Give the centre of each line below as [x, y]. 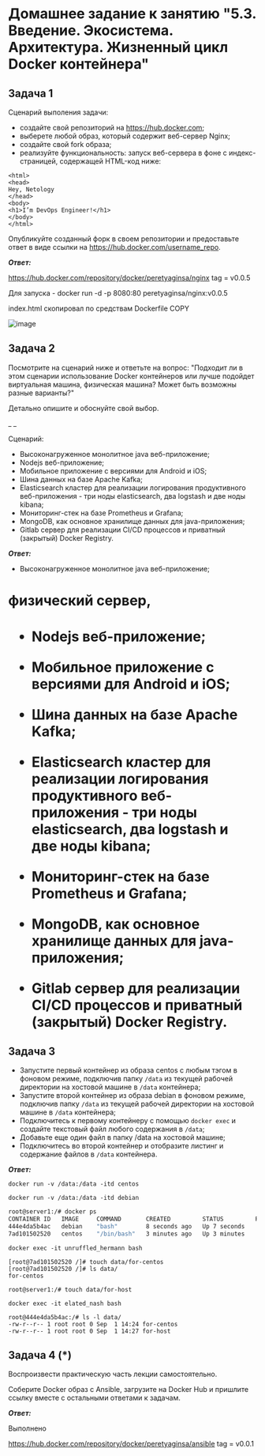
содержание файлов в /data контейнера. [88, 1154]
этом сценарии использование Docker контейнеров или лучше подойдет [131, 375]
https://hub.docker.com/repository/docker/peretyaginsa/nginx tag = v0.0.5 [129, 278]
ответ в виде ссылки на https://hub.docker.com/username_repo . [114, 247]
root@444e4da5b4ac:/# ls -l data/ [65, 1317]
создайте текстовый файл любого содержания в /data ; [112, 1129]
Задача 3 [32, 1051]
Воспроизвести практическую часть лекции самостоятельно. [113, 1374]
